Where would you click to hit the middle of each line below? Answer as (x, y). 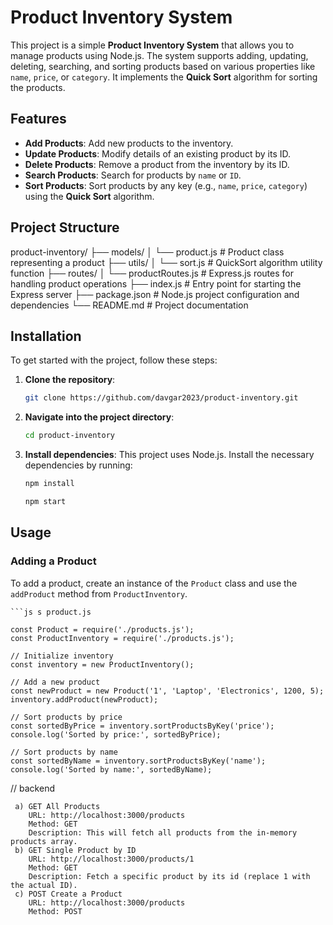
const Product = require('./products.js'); (102, 629)
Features (38, 119)
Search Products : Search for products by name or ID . (133, 175)
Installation (46, 336)
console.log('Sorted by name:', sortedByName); (111, 769)
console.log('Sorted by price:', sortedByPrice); (116, 734)
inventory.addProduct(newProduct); (84, 699)
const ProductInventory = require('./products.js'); (122, 638)
